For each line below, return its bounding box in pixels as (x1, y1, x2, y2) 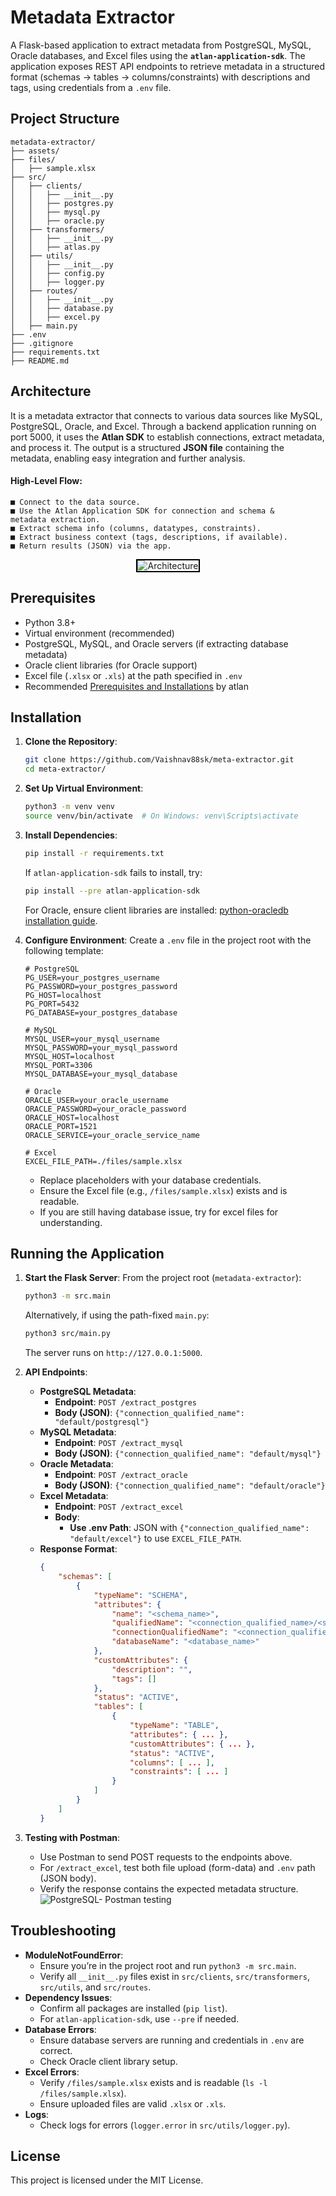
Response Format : (39, 1543, 118, 1555)
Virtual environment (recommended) (24, 627, 175, 639)
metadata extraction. (10, 514, 101, 525)
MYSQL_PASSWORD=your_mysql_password (24, 1042, 178, 1053)
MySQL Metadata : (39, 1426, 117, 1438)
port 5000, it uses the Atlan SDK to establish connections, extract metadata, (10, 431, 325, 443)
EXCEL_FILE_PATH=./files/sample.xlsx (24, 1156, 183, 1166)
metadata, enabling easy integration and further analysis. (10, 452, 246, 464)
